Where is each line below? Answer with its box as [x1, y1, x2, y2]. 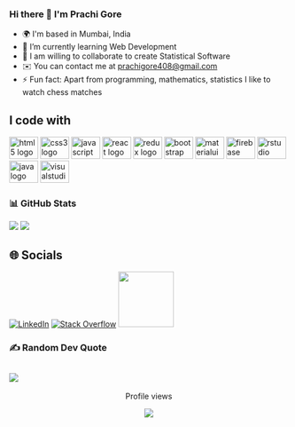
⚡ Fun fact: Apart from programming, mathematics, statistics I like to [21, 75, 271, 85]
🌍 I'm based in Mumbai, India [21, 28, 131, 39]
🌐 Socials [9, 248, 64, 263]
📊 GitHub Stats [9, 197, 77, 210]
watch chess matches [21, 87, 103, 98]
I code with [9, 113, 72, 128]
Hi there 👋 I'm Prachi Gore [9, 8, 122, 20]
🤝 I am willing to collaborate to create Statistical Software [21, 51, 230, 61]
